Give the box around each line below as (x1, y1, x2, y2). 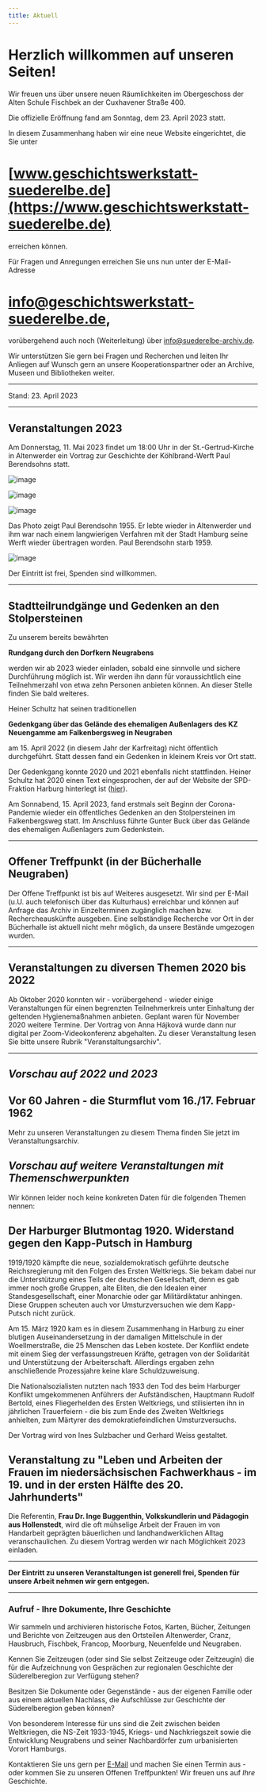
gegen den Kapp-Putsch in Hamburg (8, 1236, 192, 1251)
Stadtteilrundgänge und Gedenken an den (8, 599, 220, 612)
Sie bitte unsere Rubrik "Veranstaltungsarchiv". (8, 1037, 161, 1046)
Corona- (208, 800, 236, 809)
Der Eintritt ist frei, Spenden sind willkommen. (8, 568, 157, 578)
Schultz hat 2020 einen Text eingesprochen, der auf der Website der (8, 776, 233, 785)
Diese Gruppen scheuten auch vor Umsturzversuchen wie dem (8, 1300, 214, 1309)
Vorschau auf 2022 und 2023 (8, 1067, 158, 1081)
